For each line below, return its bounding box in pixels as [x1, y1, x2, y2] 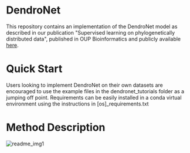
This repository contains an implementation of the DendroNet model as [6, 23, 178, 30]
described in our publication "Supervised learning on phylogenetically [6, 29, 175, 36]
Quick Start [6, 62, 63, 76]
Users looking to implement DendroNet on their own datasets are [6, 81, 163, 89]
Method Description [6, 121, 106, 134]
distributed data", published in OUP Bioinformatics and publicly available [6, 35, 181, 42]
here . [6, 42, 19, 49]
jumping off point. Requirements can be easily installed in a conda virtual [6, 94, 182, 101]
